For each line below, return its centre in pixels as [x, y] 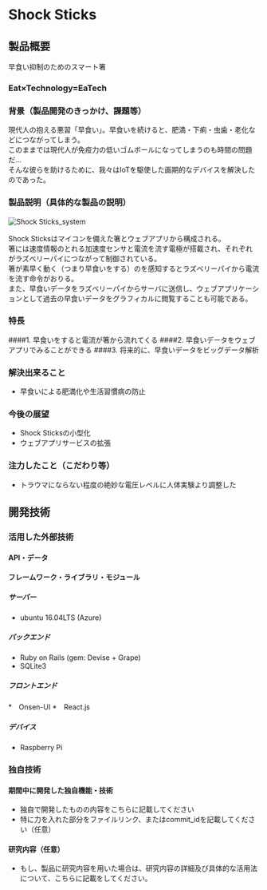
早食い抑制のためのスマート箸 [57, 67]
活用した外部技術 [41, 537]
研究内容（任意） [36, 849]
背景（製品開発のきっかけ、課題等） [77, 111]
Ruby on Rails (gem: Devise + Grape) [80, 658]
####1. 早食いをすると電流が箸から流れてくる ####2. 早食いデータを [122, 340]
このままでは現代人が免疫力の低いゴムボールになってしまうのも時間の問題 [130, 150]
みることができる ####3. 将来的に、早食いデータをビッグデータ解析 [147, 350]
